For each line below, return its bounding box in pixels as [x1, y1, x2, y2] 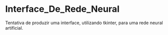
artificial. [5, 25, 24, 31]
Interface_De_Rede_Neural [5, 3, 120, 15]
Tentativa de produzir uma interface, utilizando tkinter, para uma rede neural [5, 20, 163, 26]
